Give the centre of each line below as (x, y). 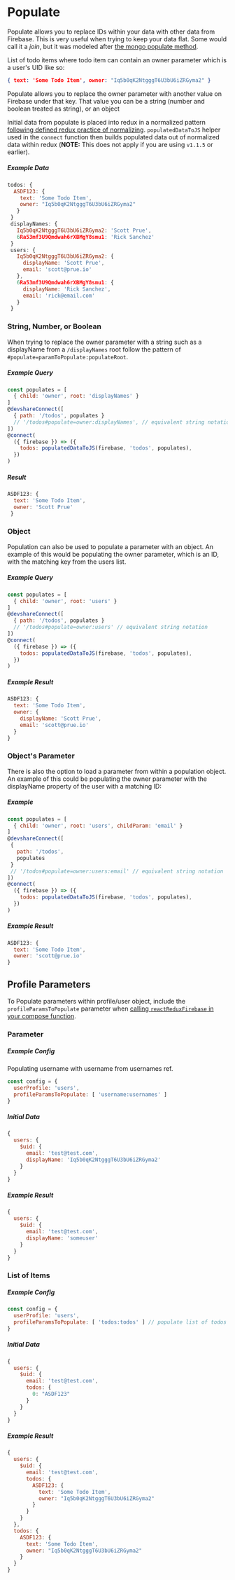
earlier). (19, 152)
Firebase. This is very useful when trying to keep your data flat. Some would (117, 39)
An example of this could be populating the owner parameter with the (107, 779)
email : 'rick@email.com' (59, 296)
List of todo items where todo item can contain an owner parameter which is (117, 60)
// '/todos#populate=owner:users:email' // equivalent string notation (117, 871)
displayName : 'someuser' (62, 1238)
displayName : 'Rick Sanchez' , (67, 289)
